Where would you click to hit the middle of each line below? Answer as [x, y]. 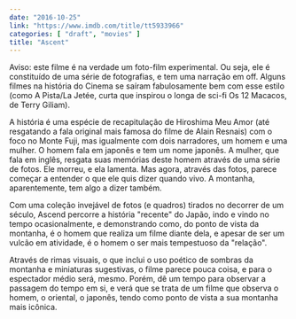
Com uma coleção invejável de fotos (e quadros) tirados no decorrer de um [147, 206]
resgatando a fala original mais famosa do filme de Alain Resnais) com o [141, 132]
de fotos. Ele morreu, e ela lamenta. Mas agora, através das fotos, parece [143, 169]
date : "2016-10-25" [45, 17]
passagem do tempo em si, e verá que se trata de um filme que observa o [144, 288]
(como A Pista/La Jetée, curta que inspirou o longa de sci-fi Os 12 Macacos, [148, 96]
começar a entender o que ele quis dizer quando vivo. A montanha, [132, 179]
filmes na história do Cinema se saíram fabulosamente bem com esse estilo [147, 86]
